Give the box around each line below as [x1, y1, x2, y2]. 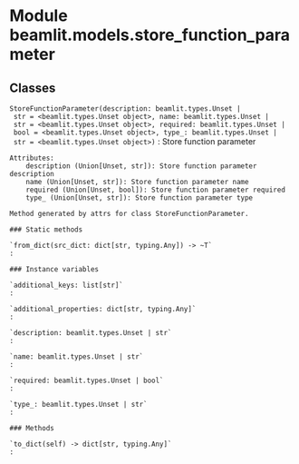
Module [9, 5, 68, 26]
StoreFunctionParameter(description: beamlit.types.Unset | [9, 104, 242, 114]
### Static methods [9, 225, 83, 234]
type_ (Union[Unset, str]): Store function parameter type [25, 193, 254, 202]
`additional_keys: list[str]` [9, 281, 124, 290]
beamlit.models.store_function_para [9, 25, 291, 45]
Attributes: [9, 153, 54, 163]
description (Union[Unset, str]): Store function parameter [25, 162, 257, 171]
